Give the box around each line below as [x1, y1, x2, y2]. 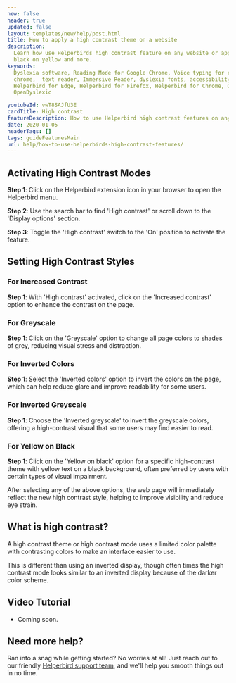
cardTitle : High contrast [7, 108, 83, 115]
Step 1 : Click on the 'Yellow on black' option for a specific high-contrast [7, 457, 215, 465]
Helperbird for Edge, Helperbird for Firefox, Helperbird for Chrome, [13, 82, 225, 89]
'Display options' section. [7, 214, 81, 223]
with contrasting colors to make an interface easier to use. [7, 547, 176, 556]
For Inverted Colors [7, 358, 75, 368]
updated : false [7, 23, 52, 30]
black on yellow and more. [13, 56, 93, 63]
